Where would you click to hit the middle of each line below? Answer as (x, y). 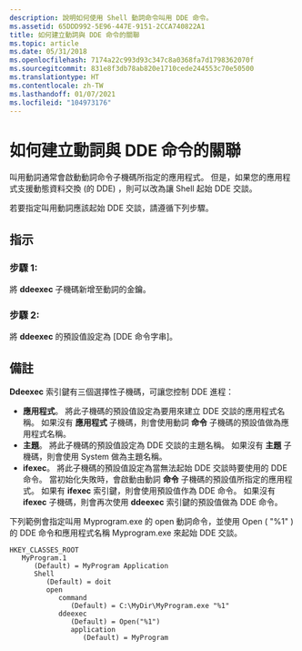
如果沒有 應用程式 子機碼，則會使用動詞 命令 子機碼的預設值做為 (161, 422)
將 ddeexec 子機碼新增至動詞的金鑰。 (81, 289)
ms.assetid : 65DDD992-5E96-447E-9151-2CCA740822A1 (107, 26)
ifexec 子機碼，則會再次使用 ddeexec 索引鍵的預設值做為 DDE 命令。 (153, 503)
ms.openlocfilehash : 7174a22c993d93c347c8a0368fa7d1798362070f (132, 60)
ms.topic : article (44, 43)
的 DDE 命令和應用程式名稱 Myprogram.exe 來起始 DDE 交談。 (126, 533)
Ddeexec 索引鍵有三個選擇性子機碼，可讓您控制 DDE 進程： (122, 392)
